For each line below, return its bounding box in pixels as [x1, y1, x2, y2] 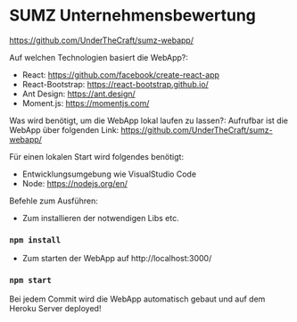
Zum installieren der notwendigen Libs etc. [21, 212, 180, 223]
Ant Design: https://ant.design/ [21, 88, 136, 99]
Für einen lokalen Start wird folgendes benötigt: [9, 151, 185, 161]
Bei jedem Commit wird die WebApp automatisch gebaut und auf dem [9, 293, 266, 304]
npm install [9, 235, 62, 245]
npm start [9, 276, 52, 285]
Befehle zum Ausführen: [9, 195, 98, 206]
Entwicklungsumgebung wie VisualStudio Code [21, 169, 197, 179]
